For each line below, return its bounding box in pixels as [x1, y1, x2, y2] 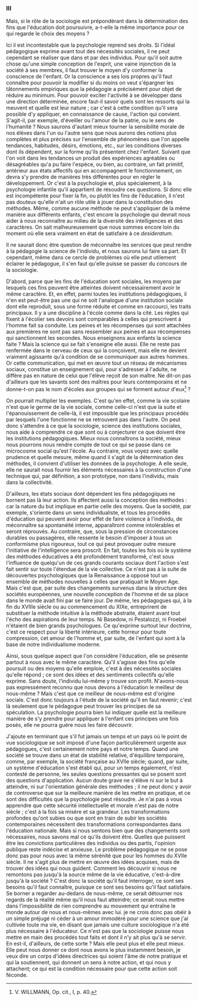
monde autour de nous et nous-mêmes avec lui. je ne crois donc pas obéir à [6, 908, 192, 915]
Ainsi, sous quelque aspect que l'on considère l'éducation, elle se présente [6, 652, 189, 659]
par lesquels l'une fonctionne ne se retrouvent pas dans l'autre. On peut [6, 415, 181, 423]
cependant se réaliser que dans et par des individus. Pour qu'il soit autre [6, 54, 183, 61]
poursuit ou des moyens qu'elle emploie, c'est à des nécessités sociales [6, 665, 181, 672]
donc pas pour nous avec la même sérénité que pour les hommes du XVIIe [6, 852, 187, 859]
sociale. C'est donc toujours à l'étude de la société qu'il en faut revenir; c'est [6, 696, 192, 703]
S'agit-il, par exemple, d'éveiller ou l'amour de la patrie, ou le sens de [6, 117, 174, 124]
